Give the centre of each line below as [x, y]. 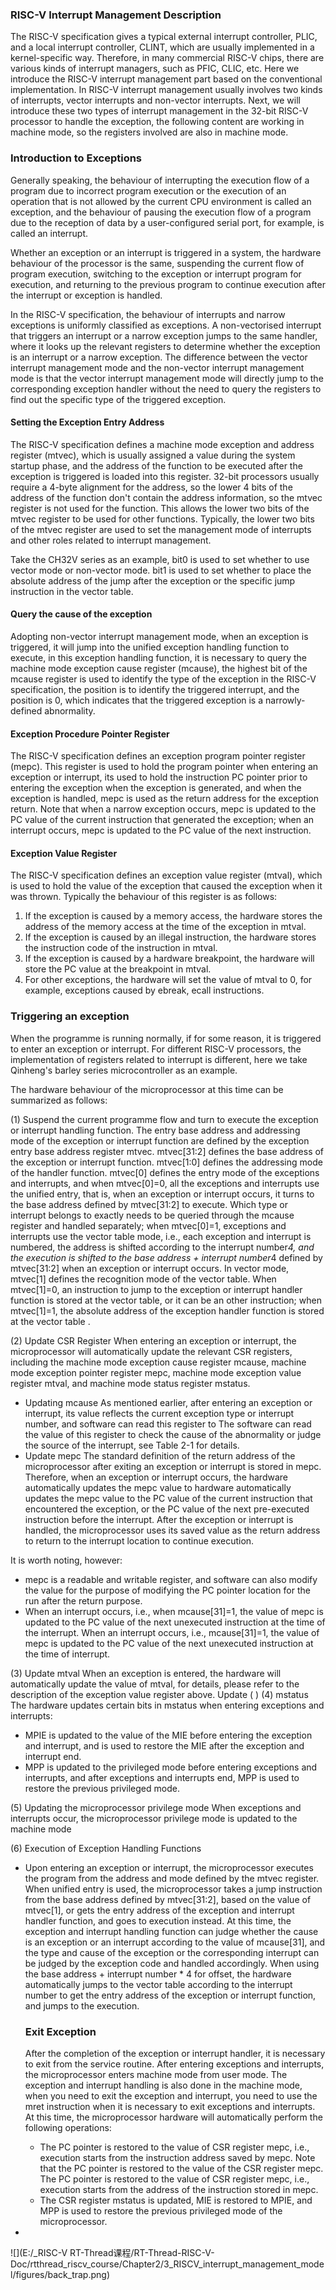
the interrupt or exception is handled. [86, 295]
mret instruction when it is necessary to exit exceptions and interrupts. [170, 2106]
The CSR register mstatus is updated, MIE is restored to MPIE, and [176, 2200]
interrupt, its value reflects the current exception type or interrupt [159, 1413]
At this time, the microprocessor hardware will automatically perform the [173, 2117]
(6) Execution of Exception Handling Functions [106, 1848]
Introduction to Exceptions [76, 158]
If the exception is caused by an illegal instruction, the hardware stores [170, 937]
